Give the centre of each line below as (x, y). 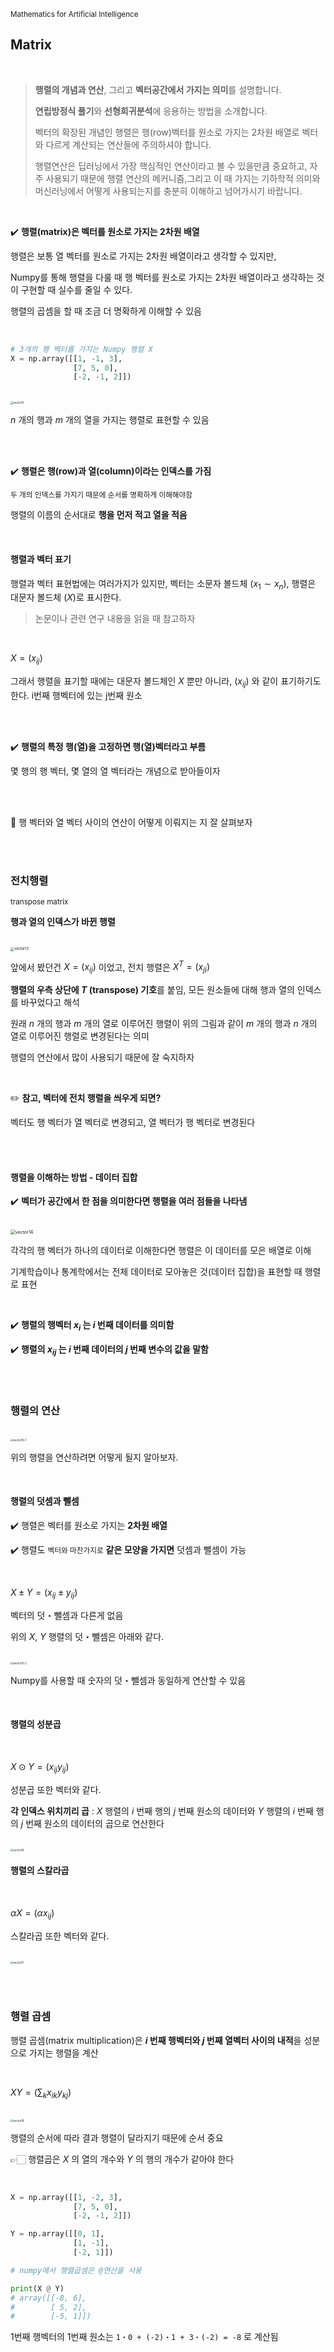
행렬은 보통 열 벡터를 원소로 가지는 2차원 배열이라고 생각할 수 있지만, (143, 256)
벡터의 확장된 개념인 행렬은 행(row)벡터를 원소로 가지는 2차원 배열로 (167, 132)
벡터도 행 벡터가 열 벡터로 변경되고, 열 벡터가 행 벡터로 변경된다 (133, 1122)
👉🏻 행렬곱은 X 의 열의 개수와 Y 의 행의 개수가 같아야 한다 (122, 2159)
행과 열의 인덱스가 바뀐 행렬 (63, 922)
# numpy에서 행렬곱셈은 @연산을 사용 (76, 2270)
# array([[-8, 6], (48, 2298)
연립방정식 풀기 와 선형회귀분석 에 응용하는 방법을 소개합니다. (151, 111)
